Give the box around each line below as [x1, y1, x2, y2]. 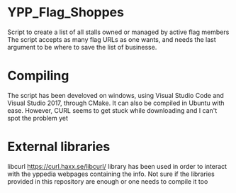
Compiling [7, 68, 69, 84]
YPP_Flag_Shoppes [7, 4, 124, 21]
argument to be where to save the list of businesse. [7, 43, 157, 51]
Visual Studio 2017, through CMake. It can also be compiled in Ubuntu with [7, 99, 225, 107]
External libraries [7, 139, 111, 155]
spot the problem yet [7, 114, 69, 122]
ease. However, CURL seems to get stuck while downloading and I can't [7, 106, 218, 114]
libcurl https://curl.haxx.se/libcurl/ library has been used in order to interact [7, 162, 227, 170]
